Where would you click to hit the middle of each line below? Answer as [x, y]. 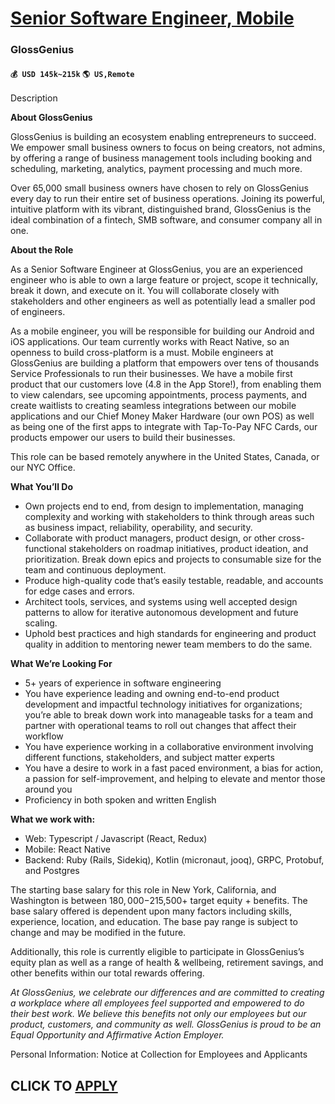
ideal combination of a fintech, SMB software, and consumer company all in [166, 220]
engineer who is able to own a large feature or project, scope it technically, [164, 280]
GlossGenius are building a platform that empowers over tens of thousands [165, 363]
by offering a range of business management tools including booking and [161, 158]
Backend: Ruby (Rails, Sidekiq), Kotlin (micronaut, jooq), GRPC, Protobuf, [174, 860]
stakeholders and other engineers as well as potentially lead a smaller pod [163, 301]
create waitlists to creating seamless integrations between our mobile [153, 406]
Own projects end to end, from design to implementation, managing [164, 506]
